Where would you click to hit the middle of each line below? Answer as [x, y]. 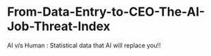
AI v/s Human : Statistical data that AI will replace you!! [84, 45]
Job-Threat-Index [59, 26]
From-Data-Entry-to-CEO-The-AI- [106, 12]
